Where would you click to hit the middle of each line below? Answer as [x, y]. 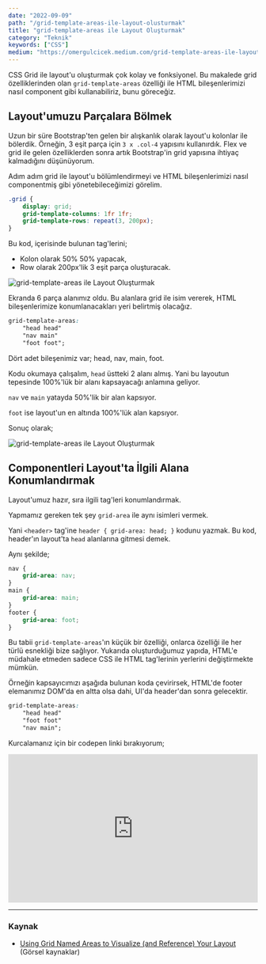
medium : [21, 52]
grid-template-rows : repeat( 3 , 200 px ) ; [88, 221]
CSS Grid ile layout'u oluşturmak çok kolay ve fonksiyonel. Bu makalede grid [133, 75]
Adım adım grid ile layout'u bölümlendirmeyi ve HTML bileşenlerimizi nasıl [128, 176]
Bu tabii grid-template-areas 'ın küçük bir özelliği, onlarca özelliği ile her [125, 643]
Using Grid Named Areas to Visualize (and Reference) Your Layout [127, 943]
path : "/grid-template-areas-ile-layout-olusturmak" [97, 23]
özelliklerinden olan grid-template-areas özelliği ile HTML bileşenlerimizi [127, 83]
